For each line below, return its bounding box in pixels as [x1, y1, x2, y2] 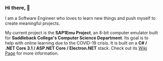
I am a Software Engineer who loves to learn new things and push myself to [5, 15, 156, 21]
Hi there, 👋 [5, 4, 31, 11]
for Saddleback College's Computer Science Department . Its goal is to [5, 35, 149, 41]
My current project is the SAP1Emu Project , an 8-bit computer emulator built [5, 30, 158, 36]
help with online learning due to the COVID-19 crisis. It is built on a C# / [5, 40, 147, 46]
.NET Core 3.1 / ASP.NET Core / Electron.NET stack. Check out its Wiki [5, 46, 147, 51]
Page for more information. [5, 50, 59, 56]
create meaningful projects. [5, 20, 60, 26]
